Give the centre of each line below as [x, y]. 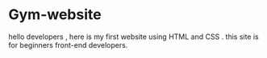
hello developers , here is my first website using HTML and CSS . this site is [134, 37]
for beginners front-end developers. [68, 44]
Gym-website [55, 15]
